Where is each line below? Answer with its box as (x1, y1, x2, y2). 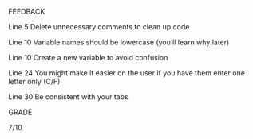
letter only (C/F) (8, 77, 61, 86)
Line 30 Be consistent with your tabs (8, 92, 129, 102)
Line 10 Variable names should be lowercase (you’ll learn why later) (8, 37, 230, 47)
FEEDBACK (8, 7, 45, 16)
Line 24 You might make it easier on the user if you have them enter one (8, 68, 246, 78)
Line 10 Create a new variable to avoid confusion (8, 53, 168, 62)
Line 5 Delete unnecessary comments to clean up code (8, 22, 190, 31)
